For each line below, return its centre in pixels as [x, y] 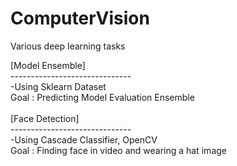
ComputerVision [80, 18]
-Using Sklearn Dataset [58, 86]
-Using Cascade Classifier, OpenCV [84, 139]
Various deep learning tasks [68, 46]
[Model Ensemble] [48, 65]
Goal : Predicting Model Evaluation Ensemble [102, 97]
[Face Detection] [45, 118]
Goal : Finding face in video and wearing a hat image [118, 150]
